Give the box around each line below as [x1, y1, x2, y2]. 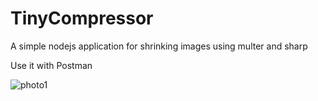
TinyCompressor [10, 7, 154, 30]
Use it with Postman [10, 59, 93, 71]
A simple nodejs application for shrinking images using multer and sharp [10, 40, 308, 52]
